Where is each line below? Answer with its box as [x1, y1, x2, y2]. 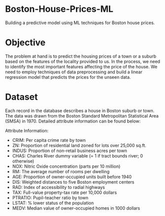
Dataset [5, 92, 38, 103]
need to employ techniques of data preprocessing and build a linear [5, 69, 143, 75]
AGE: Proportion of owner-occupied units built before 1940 [12, 174, 132, 180]
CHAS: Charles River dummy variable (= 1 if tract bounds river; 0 [12, 153, 143, 158]
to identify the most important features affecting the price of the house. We [5, 63, 158, 69]
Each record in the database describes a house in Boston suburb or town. [5, 107, 155, 114]
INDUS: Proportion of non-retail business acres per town [12, 148, 127, 154]
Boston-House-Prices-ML [5, 3, 114, 15]
